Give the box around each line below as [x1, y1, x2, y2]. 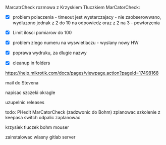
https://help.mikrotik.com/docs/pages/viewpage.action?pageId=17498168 [5, 70, 159, 76]
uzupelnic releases [5, 100, 44, 106]
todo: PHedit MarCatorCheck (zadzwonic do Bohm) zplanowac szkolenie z [5, 109, 160, 115]
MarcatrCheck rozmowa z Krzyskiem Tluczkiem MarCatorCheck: [5, 5, 140, 10]
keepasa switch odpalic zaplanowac [5, 115, 81, 121]
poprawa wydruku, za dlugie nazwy [12, 50, 87, 56]
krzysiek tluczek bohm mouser [5, 124, 69, 130]
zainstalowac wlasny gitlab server [5, 134, 76, 140]
